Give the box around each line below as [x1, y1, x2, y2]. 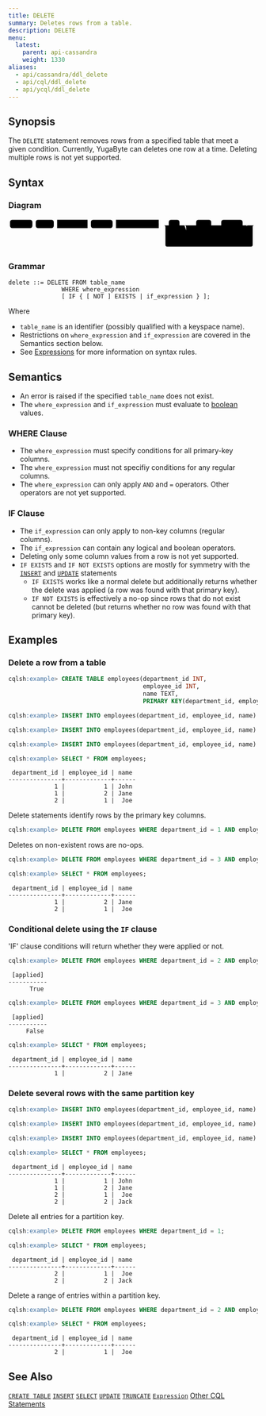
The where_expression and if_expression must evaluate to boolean [19, 400, 238, 410]
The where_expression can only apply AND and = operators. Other [19, 479, 230, 489]
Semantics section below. [19, 339, 104, 348]
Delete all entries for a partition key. [8, 1211, 124, 1221]
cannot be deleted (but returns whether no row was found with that [31, 602, 251, 611]
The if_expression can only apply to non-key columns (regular [19, 525, 226, 536]
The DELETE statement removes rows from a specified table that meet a [8, 136, 239, 145]
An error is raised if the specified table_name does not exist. [19, 391, 215, 401]
